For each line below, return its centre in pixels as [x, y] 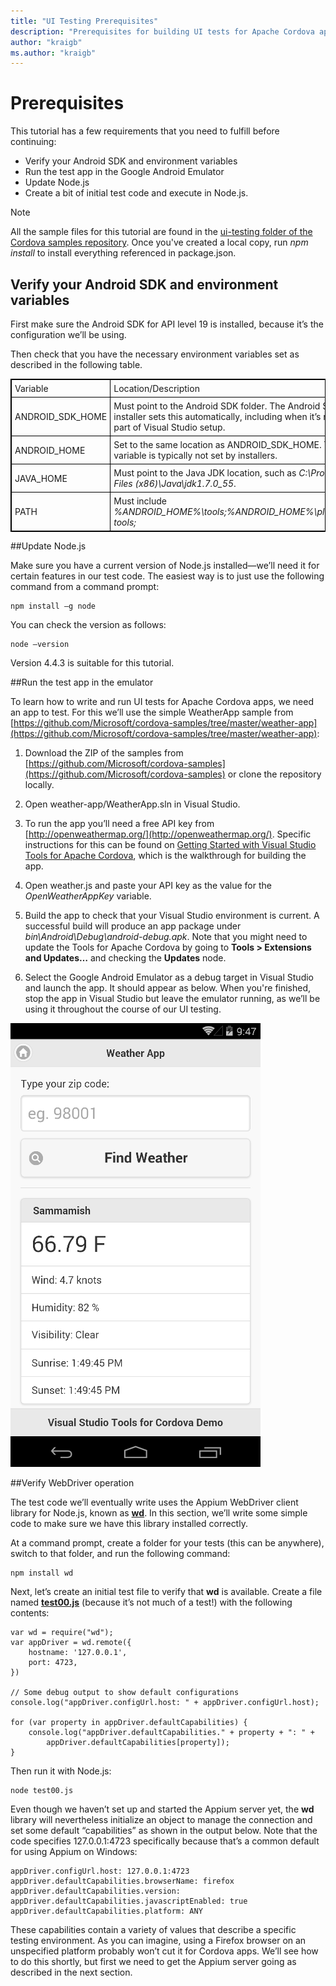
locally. [39, 784]
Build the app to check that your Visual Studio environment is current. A [172, 915]
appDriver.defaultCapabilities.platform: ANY [106, 1911]
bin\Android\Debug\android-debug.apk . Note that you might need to [166, 936]
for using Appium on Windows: [74, 1851]
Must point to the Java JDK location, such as [205, 473]
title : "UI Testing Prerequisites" [84, 21]
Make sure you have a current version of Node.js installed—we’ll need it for [165, 565]
